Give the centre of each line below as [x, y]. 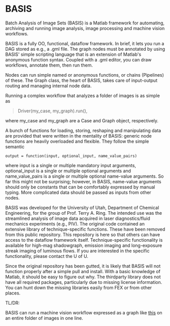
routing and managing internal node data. [48, 86]
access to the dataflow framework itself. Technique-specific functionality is [84, 240]
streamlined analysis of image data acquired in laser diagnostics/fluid [78, 218]
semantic [15, 146]
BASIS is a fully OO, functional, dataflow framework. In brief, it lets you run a [85, 43]
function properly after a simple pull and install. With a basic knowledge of [83, 271]
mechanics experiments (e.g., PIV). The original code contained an [75, 223]
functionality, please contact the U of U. [47, 256]
